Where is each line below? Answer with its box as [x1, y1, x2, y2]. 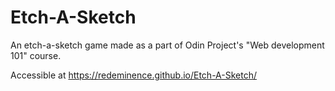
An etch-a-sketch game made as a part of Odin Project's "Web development [10, 39, 325, 51]
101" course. [10, 49, 62, 61]
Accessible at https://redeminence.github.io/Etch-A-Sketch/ [10, 69, 258, 81]
